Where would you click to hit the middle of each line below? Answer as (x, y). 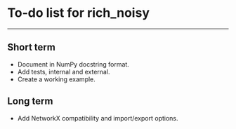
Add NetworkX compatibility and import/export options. (98, 118)
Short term (32, 47)
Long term (30, 101)
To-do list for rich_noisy (78, 13)
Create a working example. (57, 79)
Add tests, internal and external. (64, 72)
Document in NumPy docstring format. (73, 64)
